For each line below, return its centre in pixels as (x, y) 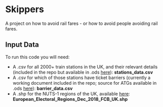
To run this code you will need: (37, 57)
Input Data (22, 45)
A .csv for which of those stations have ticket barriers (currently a (81, 78)
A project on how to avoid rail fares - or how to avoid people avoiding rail (81, 23)
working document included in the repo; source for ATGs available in (85, 83)
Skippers (25, 9)
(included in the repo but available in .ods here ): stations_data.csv (83, 72)
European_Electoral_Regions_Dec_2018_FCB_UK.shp (70, 99)
